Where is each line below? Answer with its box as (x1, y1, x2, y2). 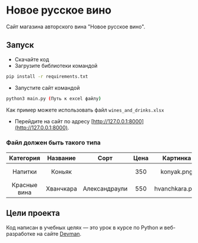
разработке (6, 230, 35, 237)
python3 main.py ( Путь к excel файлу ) (6, 96, 101, 101)
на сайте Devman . (36, 230, 81, 237)
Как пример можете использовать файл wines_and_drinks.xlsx (6, 106, 164, 113)
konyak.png (160, 168, 193, 176)
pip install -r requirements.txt (6, 73, 88, 80)
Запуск (6, 40, 34, 50)
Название (47, 154, 76, 162)
